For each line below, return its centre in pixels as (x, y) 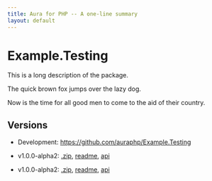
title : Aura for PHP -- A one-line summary (73, 14)
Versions (28, 125)
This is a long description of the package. (68, 75)
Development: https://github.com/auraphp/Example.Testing (104, 142)
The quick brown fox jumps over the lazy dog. (74, 89)
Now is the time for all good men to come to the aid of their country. (106, 103)
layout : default (31, 21)
